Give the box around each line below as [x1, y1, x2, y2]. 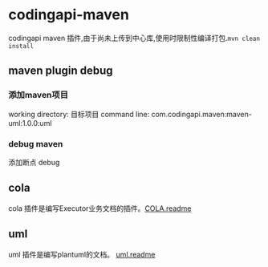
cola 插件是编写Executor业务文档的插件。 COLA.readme [8, 203, 192, 213]
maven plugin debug [8, 64, 114, 78]
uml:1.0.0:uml [8, 118, 52, 127]
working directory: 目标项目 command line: [8, 109, 150, 119]
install [8, 42, 35, 50]
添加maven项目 [8, 90, 69, 101]
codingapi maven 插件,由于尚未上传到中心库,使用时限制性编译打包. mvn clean [8, 33, 261, 42]
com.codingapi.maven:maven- [151, 109, 253, 119]
